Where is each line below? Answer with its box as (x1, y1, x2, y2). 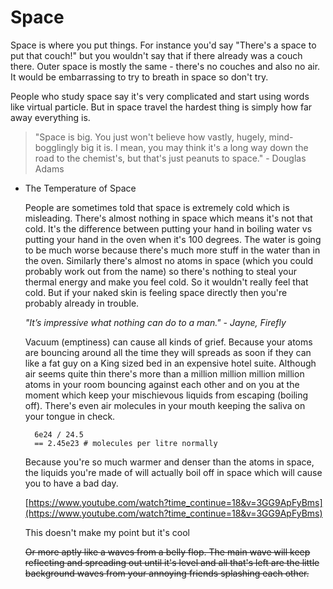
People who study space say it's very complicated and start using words (10, 90, 310, 102)
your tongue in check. (24, 410, 116, 422)
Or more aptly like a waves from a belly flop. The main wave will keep (24, 546, 311, 558)
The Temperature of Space (24, 182, 137, 194)
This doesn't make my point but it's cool (24, 526, 190, 538)
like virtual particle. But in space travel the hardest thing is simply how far (10, 101, 313, 113)
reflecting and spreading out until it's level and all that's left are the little (24, 556, 320, 568)
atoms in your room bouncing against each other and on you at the (24, 378, 300, 390)
